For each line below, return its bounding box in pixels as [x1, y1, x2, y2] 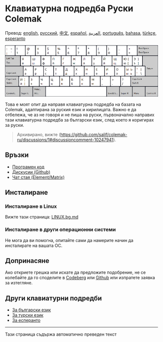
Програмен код [12, 164, 45, 170]
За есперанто [12, 318, 41, 323]
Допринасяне [5, 257, 49, 265]
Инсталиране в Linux [5, 203, 57, 210]
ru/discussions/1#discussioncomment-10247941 [16, 137, 114, 142]
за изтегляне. [5, 280, 33, 286]
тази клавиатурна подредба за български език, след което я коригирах [5, 117, 154, 122]
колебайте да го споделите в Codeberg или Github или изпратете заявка [5, 275, 155, 281]
